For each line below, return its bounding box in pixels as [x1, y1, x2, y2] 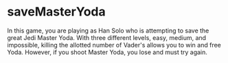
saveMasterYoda [7, 4, 106, 20]
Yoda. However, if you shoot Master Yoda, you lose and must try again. [7, 48, 208, 56]
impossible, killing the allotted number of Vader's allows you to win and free [7, 41, 222, 49]
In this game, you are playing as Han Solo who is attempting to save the [7, 26, 209, 35]
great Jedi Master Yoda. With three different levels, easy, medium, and [7, 33, 207, 41]
